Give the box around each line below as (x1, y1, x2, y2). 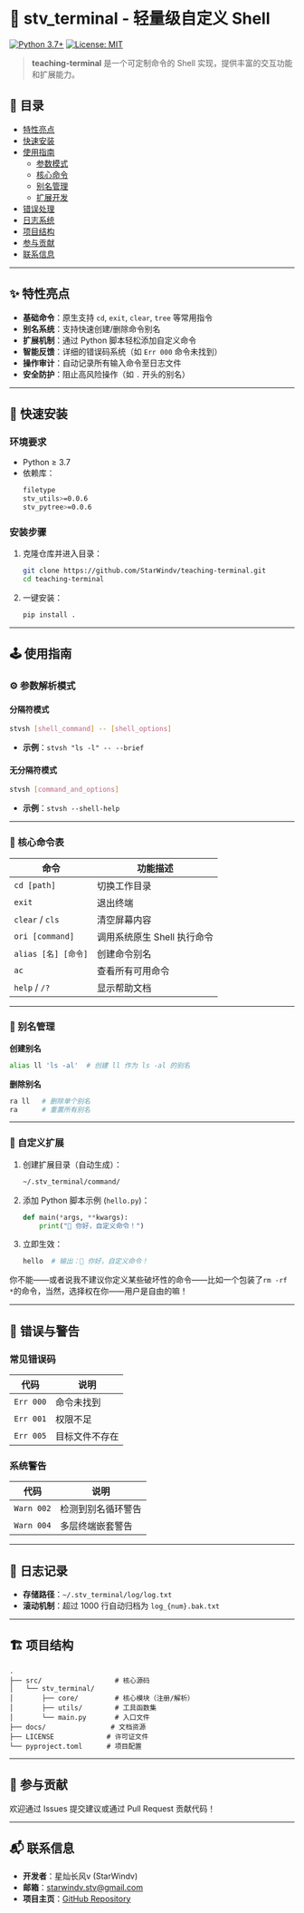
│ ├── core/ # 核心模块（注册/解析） (9, 1693, 195, 1703)
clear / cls (14, 913, 60, 925)
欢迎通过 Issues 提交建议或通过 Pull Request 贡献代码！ (9, 1802, 216, 1814)
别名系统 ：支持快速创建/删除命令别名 (22, 323, 161, 334)
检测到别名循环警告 (60, 1503, 142, 1516)
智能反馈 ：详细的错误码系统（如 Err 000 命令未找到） (22, 346, 223, 356)
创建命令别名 (96, 947, 152, 960)
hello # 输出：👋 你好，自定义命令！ (22, 1257, 149, 1266)
